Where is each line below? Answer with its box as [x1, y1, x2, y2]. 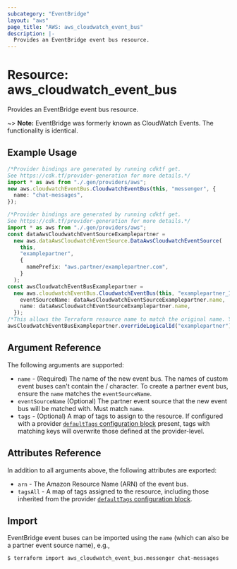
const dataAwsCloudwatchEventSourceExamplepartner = [7, 231, 166, 238]
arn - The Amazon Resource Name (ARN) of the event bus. [17, 479, 189, 488]
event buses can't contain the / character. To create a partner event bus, [17, 381, 229, 390]
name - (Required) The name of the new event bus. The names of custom [17, 374, 229, 383]
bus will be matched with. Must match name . [17, 404, 145, 412]
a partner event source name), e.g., [7, 541, 111, 550]
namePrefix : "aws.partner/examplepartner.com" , [25, 264, 169, 271]
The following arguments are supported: [7, 360, 125, 369]
